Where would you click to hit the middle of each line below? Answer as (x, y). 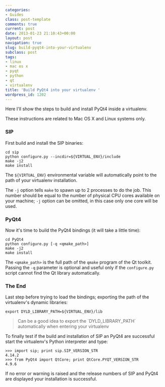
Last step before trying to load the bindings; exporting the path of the (77, 297)
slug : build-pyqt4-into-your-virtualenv (48, 48)
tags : (11, 57)
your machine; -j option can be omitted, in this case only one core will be (81, 201)
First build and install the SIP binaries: (44, 143)
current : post (20, 29)
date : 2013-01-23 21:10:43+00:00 (40, 33)
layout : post (19, 38)
